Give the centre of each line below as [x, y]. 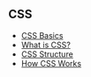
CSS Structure [47, 54]
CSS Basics [42, 35]
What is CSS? [46, 45]
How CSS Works [51, 63]
